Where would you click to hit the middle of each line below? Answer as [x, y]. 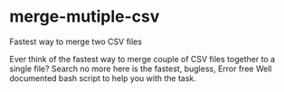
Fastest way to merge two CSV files [76, 41]
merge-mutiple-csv [85, 17]
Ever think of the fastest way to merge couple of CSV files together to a [142, 59]
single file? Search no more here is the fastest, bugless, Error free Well [141, 69]
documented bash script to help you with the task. [103, 78]
